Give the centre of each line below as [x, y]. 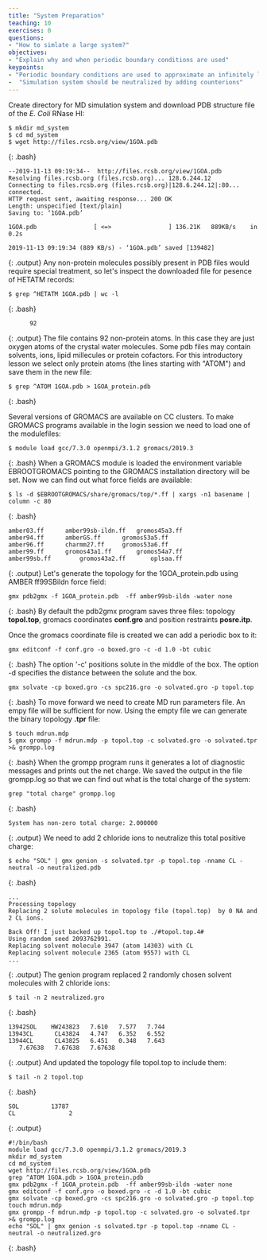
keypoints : [26, 68]
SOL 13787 [39, 1106]
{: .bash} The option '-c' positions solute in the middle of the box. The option [133, 664]
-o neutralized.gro [69, 1233]
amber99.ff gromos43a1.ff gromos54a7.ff [95, 551]
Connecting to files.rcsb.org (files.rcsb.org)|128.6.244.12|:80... [124, 185]
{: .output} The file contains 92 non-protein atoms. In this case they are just [132, 338]
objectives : [28, 52]
